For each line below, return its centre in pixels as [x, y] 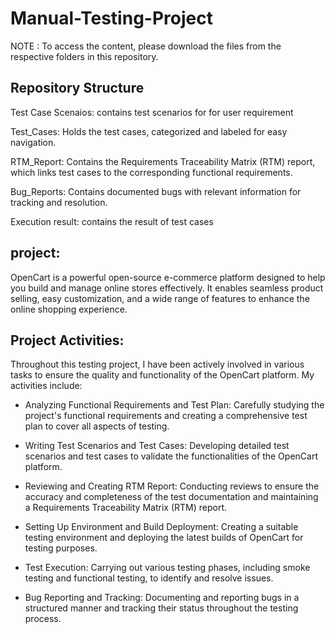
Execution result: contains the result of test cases [112, 221]
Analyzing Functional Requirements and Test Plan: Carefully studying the [174, 405]
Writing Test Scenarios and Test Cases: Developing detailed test [157, 446]
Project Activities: [67, 340]
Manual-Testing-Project [111, 18]
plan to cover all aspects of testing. [97, 426]
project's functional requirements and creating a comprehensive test [166, 416]
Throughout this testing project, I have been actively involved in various [157, 364]
